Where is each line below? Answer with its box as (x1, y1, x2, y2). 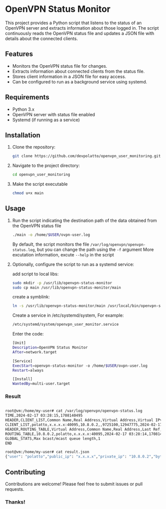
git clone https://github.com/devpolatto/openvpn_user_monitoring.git (12, 154, 161, 159)
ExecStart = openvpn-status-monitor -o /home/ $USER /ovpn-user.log (12, 363, 148, 368)
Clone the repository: (12, 144, 56, 150)
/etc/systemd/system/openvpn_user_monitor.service (12, 322, 119, 327)
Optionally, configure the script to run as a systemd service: (12, 261, 134, 267)
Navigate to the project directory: (12, 163, 80, 169)
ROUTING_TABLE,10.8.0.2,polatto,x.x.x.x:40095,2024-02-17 (5, 431, 127, 436)
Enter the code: (12, 331, 44, 337)
